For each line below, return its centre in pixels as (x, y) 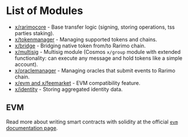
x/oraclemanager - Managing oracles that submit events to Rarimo (95, 70)
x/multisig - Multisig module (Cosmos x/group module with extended (98, 52)
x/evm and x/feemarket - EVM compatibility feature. (78, 83)
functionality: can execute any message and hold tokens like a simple (98, 58)
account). (26, 64)
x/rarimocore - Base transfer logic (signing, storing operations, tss (95, 27)
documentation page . (32, 128)
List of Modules (45, 11)
